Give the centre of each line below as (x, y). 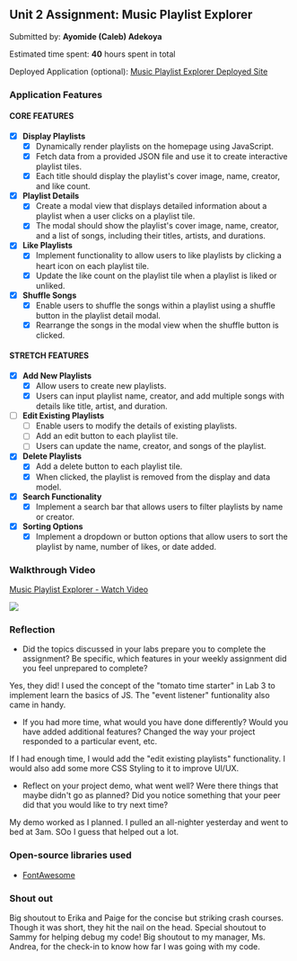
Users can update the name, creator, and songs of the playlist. (151, 446)
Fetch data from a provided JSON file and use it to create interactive (162, 157)
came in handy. (38, 705)
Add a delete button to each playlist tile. (109, 466)
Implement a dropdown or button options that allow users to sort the (162, 536)
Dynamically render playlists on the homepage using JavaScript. (154, 146)
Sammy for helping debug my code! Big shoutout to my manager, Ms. (138, 937)
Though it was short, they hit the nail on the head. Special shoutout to (138, 928)
